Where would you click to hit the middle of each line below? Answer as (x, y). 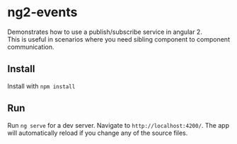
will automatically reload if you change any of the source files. (98, 133)
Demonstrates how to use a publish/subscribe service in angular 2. (105, 32)
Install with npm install (41, 86)
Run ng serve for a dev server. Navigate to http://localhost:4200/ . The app (118, 125)
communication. (31, 47)
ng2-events (42, 12)
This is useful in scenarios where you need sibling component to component (118, 39)
